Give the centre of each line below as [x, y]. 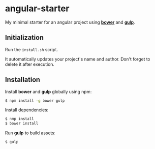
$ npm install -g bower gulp [35, 101]
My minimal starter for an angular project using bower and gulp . [70, 22]
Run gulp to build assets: [30, 133]
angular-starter [37, 9]
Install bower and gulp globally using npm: [48, 91]
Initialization [25, 38]
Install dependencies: [27, 110]
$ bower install [22, 123]
